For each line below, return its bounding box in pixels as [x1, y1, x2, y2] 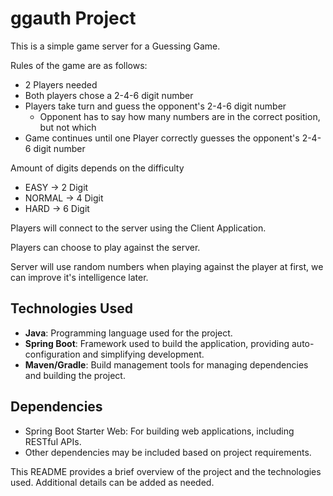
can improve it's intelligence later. [10, 271, 149, 283]
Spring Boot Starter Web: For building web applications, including [24, 425, 295, 437]
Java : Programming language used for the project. [24, 327, 233, 339]
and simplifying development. [82, 348, 205, 360]
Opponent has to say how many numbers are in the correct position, [39, 110, 321, 122]
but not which [39, 121, 97, 133]
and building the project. [24, 369, 126, 381]
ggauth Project [10, 7, 137, 30]
